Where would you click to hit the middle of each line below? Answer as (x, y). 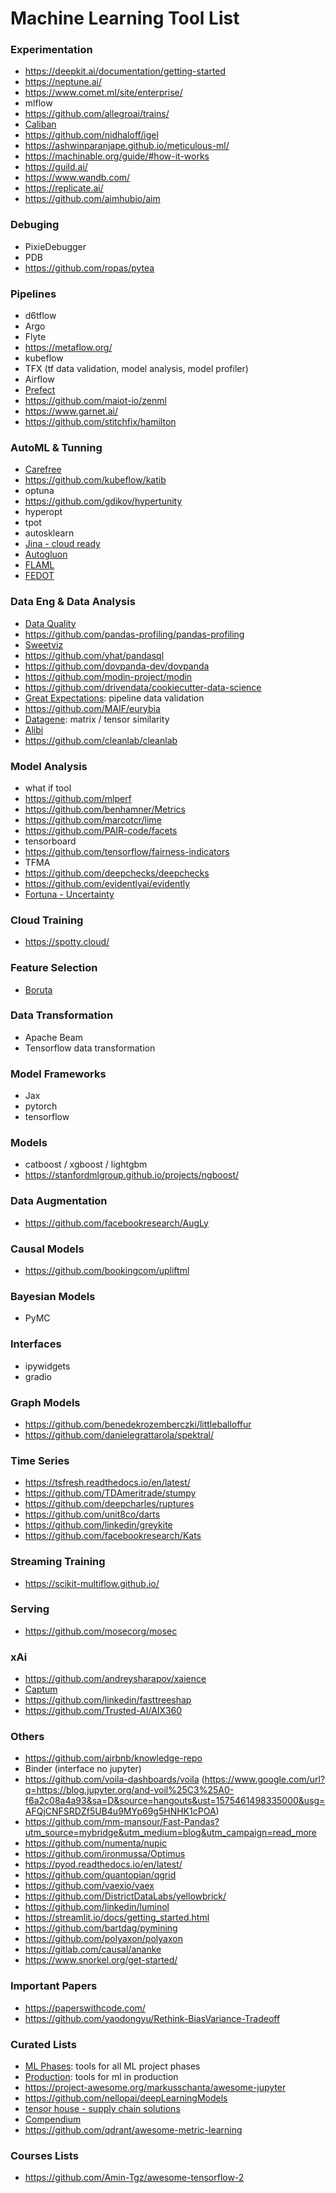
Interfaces (36, 1344)
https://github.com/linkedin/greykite (98, 1525)
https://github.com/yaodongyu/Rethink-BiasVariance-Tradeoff (152, 2018)
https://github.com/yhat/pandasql (94, 655)
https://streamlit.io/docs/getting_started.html (117, 1918)
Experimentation (51, 50)
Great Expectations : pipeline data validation (114, 698)
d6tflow (40, 316)
